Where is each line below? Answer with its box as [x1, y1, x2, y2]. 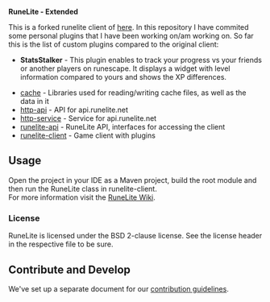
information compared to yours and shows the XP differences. [19, 72, 227, 81]
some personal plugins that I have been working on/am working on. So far [8, 31, 254, 40]
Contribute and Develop [8, 263, 131, 276]
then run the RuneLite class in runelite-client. [8, 184, 157, 193]
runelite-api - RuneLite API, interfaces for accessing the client [19, 122, 226, 131]
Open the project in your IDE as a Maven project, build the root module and [8, 175, 257, 184]
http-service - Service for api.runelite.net [19, 114, 157, 123]
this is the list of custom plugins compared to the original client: [8, 39, 219, 49]
